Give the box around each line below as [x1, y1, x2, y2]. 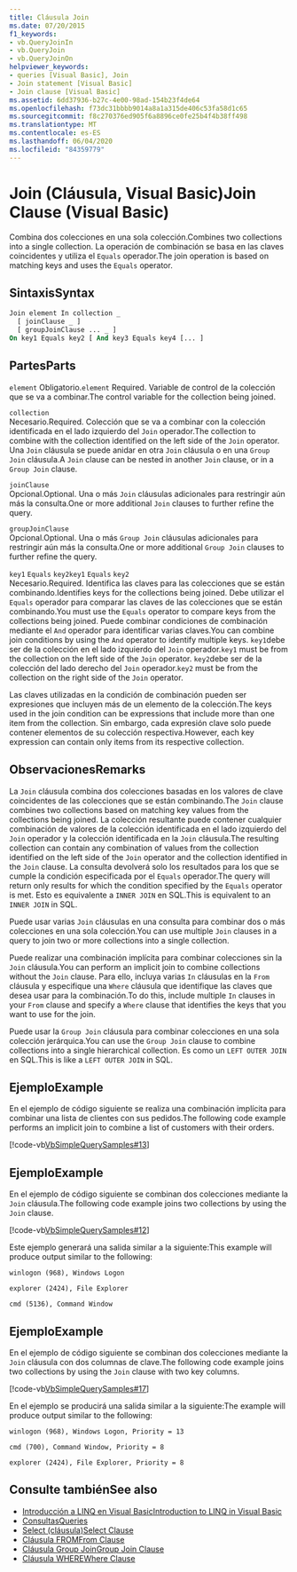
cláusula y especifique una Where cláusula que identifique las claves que [9, 980, 273, 991]
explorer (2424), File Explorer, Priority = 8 [9, 1457, 184, 1467]
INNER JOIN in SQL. [9, 898, 78, 910]
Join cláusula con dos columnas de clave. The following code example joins [9, 1356, 285, 1367]
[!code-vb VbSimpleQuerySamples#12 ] [9, 1225, 150, 1236]
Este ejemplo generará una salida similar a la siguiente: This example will [9, 1242, 272, 1252]
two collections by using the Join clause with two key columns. [9, 1366, 240, 1377]
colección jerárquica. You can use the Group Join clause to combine [9, 1035, 255, 1046]
